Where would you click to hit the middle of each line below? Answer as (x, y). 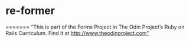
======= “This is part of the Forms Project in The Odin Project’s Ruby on (95, 27)
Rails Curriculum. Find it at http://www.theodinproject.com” (77, 33)
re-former (30, 11)
